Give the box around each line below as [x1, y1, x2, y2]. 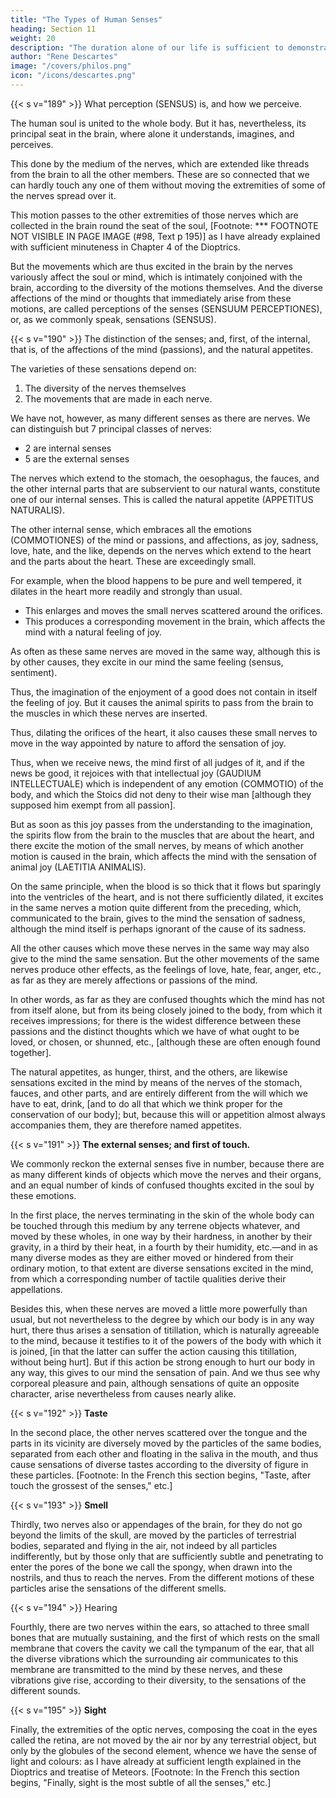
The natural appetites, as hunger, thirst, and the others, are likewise [10, 1066, 288, 1078]
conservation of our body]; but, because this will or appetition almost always [10, 1108, 326, 1120]
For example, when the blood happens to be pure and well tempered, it [10, 574, 302, 586]
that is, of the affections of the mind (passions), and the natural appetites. [10, 343, 313, 355]
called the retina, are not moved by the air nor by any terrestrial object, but [10, 1734, 317, 1746]
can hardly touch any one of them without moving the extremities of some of [10, 179, 326, 191]
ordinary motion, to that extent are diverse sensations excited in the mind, [10, 1262, 314, 1274]
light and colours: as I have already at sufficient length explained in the [10, 1755, 302, 1767]
